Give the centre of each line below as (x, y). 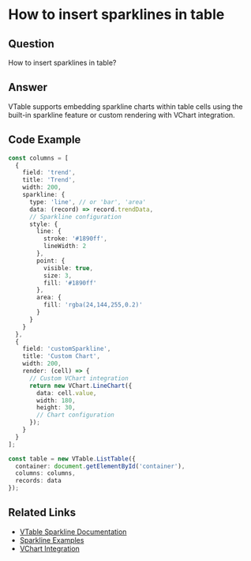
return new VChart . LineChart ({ (81, 386)
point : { (51, 261)
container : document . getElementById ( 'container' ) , (100, 466)
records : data (38, 481)
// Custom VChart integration (79, 378)
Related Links (42, 512)
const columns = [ (38, 158)
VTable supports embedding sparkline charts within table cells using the (126, 106)
